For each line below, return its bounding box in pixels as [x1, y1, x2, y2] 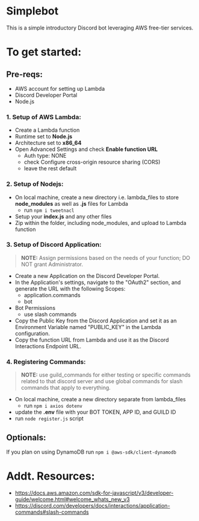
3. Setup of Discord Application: [6, 241, 102, 249]
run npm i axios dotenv [23, 402, 83, 410]
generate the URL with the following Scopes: [14, 285, 126, 292]
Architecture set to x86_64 [14, 140, 82, 147]
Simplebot [6, 4, 59, 18]
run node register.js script [14, 415, 84, 422]
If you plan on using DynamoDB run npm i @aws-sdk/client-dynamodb [6, 448, 177, 455]
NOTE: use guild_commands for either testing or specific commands [20, 371, 191, 378]
